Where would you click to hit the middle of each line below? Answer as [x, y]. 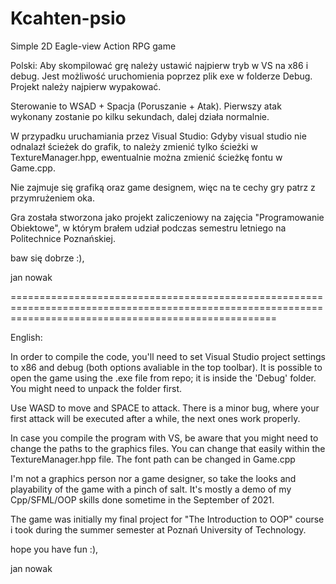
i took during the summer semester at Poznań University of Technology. [158, 529]
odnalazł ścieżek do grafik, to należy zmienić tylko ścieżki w [134, 146]
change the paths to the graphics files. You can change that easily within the [168, 448]
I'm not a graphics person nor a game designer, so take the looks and [153, 478]
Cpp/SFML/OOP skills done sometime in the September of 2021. [142, 499]
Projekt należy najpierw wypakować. [86, 86]
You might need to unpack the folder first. [96, 388]
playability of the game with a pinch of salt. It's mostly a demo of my [151, 489]
